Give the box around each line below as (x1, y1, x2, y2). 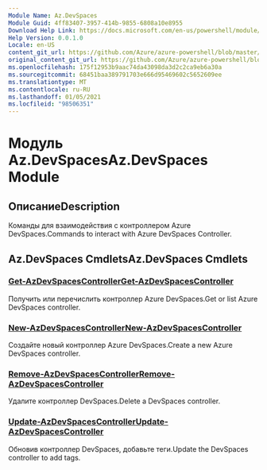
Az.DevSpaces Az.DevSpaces (8, 152, 208, 169)
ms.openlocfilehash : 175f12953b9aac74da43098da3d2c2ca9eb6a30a (8, 64, 222, 71)
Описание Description (8, 199, 121, 213)
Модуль (8, 134, 64, 152)
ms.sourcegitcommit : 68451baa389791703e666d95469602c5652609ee (8, 71, 222, 79)
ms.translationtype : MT (8, 78, 87, 86)
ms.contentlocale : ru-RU (8, 85, 91, 94)
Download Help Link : (8, 26, 77, 34)
